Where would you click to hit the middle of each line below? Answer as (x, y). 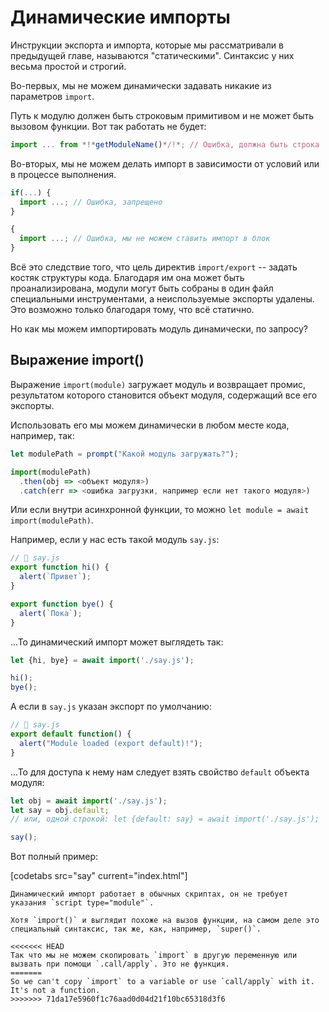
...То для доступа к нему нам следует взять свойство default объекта (160, 772)
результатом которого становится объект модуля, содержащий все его (164, 395)
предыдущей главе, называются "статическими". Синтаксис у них (152, 55)
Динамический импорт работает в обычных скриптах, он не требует (149, 894)
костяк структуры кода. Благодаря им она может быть (127, 278)
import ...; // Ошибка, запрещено (91, 202)
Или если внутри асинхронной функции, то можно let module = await (160, 510)
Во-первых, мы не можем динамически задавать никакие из (141, 85)
